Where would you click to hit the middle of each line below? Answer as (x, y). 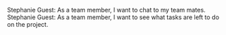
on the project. (28, 24)
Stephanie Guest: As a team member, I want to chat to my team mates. (106, 10)
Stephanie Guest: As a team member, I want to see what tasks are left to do (113, 17)
